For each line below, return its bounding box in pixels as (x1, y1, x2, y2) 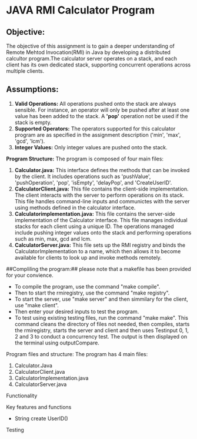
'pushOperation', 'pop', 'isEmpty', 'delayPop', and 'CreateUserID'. (14, 179, 172, 186)
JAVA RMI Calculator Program (6, 4, 155, 17)
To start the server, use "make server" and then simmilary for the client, (14, 295, 188, 303)
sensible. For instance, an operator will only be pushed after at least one (14, 106, 190, 113)
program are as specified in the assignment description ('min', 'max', (14, 131, 181, 138)
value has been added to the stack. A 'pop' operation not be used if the (14, 112, 188, 119)
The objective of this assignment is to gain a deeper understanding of (6, 42, 175, 49)
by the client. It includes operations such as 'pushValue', (14, 173, 151, 180)
